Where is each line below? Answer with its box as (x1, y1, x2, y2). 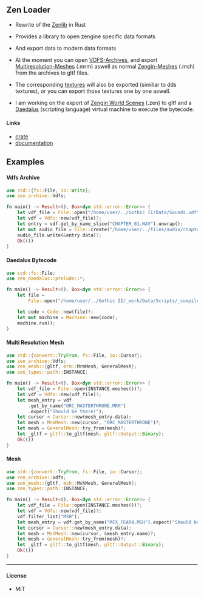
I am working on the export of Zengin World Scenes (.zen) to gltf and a (15, 99, 192, 106)
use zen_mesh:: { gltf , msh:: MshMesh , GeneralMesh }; (6, 480, 137, 486)
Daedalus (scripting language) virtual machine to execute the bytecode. (15, 106, 194, 113)
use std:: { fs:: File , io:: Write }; (6, 187, 91, 194)
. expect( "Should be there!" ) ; (28, 408, 104, 414)
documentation (15, 140, 53, 147)
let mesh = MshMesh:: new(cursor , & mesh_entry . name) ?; (17, 530, 156, 536)
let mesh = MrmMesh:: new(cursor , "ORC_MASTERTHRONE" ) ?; (17, 420, 162, 426)
